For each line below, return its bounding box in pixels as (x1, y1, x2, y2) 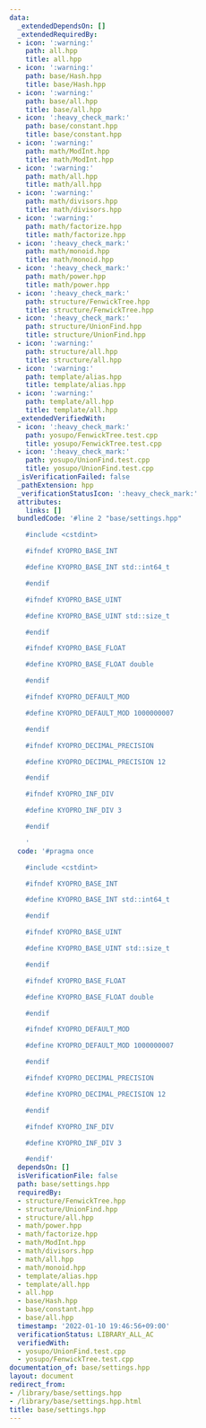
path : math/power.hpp (25, 272, 106, 281)
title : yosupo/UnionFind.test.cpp (25, 464, 154, 473)
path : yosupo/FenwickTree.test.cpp (25, 430, 159, 440)
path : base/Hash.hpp (25, 72, 102, 81)
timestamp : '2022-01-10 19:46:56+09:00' (17, 1321, 170, 1330)
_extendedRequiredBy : (17, 30, 99, 39)
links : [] (25, 506, 63, 515)
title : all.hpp (25, 55, 82, 64)
